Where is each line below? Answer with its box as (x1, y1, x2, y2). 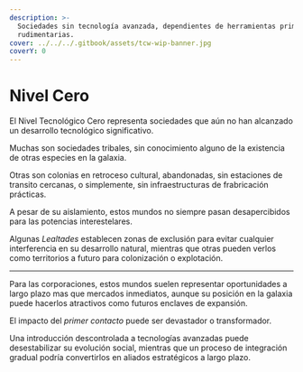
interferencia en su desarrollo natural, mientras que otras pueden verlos (9, 243, 277, 254)
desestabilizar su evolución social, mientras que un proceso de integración (9, 342, 288, 353)
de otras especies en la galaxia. (9, 153, 127, 163)
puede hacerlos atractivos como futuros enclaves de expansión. (9, 298, 248, 309)
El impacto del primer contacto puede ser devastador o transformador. (9, 315, 272, 326)
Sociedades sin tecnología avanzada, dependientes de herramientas (17, 22, 277, 31)
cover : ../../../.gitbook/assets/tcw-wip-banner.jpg (9, 38, 212, 48)
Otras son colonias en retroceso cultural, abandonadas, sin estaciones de (9, 170, 283, 181)
